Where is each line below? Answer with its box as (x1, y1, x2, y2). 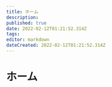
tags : (6, 31, 20, 37)
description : (6, 14, 39, 20)
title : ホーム (6, 8, 39, 15)
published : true (6, 20, 47, 26)
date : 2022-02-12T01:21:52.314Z (6, 25, 87, 32)
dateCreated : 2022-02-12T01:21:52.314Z (6, 43, 106, 49)
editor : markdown (6, 37, 50, 43)
